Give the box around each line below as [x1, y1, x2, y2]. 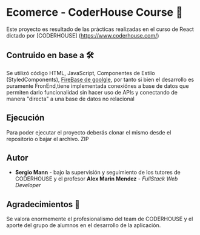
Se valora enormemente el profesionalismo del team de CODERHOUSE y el [6, 215, 193, 223]
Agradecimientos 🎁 [6, 199, 81, 210]
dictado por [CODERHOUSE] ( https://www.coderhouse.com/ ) [6, 31, 159, 39]
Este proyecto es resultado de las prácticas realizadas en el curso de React [6, 25, 194, 33]
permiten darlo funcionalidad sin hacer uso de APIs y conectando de [6, 88, 178, 96]
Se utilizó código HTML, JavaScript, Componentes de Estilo [6, 69, 156, 76]
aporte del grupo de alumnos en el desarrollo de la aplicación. [6, 222, 161, 229]
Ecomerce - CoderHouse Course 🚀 [6, 5, 183, 19]
